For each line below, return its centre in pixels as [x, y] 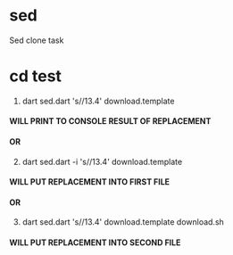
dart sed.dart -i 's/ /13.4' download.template [102, 161]
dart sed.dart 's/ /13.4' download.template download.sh [123, 222]
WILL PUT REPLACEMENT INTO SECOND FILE [95, 243]
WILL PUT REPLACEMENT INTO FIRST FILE [90, 182]
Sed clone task [37, 40]
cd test [36, 76]
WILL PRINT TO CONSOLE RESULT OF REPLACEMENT [110, 121]
